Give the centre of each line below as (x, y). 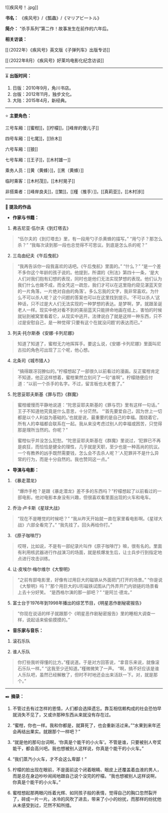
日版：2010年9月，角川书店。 (43, 88)
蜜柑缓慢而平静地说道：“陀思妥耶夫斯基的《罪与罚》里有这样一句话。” (88, 405)
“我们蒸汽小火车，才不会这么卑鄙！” (49, 759)
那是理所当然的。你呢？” (42, 430)
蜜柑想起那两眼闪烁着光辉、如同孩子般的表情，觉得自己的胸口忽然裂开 (85, 793)
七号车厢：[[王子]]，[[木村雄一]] (38, 160)
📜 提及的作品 (18, 207)
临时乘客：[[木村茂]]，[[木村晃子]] (40, 181)
